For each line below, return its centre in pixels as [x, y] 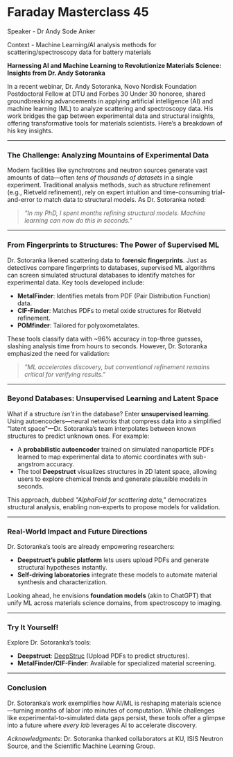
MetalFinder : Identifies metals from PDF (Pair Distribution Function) [114, 296]
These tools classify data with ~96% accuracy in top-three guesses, [105, 339]
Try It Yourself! [33, 627]
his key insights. [30, 130]
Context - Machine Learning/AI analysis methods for [82, 44]
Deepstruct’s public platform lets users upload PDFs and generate [113, 560]
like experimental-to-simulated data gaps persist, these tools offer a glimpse [116, 717]
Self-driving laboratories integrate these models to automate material [117, 575]
